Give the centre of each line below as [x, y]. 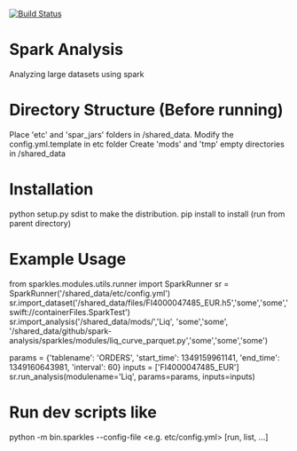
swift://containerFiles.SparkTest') [70, 312]
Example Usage [68, 259]
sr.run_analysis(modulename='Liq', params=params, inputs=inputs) [132, 376]
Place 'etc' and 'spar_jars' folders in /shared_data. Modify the [121, 134]
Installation [51, 190]
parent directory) [40, 223]
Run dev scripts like [83, 412]
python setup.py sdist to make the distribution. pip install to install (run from [147, 214]
